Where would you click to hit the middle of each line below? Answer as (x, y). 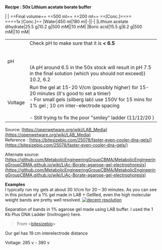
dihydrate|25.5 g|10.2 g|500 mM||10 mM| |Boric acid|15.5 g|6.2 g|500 (74, 27)
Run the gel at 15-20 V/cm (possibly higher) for (84, 87)
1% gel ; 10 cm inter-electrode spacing (74, 105)
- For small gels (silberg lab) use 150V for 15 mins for (91, 100)
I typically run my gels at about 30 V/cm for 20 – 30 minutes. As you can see (81, 189)
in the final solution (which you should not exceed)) (88, 73)
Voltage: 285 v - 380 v (27, 242)
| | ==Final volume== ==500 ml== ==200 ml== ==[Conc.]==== (68, 16)
